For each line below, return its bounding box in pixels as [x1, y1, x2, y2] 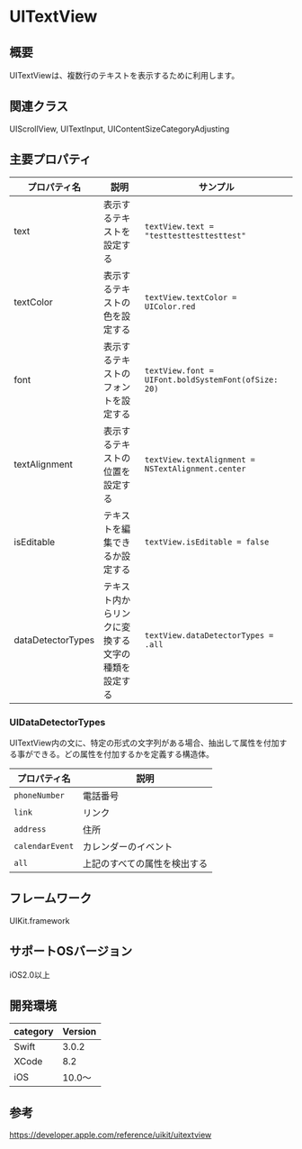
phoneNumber [13, 790, 66, 800]
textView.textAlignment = [144, 454, 256, 465]
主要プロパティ [9, 151, 92, 168]
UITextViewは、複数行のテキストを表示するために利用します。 [9, 70, 240, 80]
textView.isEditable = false [144, 536, 270, 547]
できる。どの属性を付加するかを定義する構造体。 [32, 748, 214, 759]
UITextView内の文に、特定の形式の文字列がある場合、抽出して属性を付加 [9, 737, 280, 748]
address [13, 824, 47, 834]
